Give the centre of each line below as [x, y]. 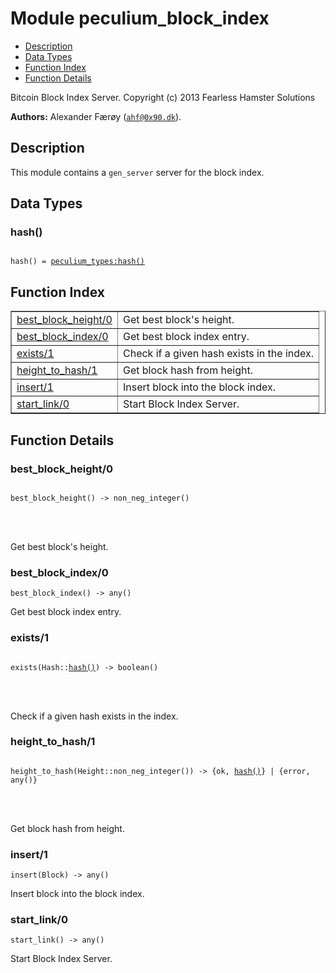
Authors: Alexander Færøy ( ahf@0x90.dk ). [96, 116]
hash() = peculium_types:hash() [77, 262]
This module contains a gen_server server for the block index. [137, 172]
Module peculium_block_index [140, 18]
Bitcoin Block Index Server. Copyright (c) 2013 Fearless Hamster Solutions [163, 97]
